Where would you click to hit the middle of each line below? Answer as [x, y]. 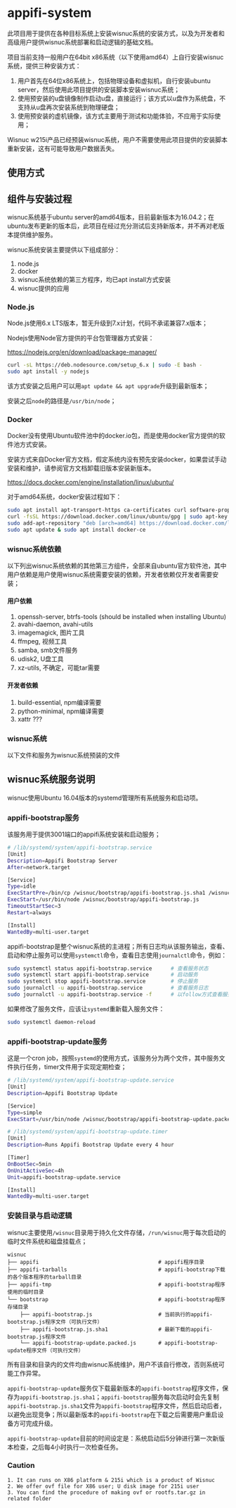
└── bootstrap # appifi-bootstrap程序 [117, 1299]
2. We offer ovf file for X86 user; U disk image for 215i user [103, 1486]
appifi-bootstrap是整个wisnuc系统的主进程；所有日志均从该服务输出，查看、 [118, 946]
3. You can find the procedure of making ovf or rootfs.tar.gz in [106, 1493]
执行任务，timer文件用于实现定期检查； [70, 1067]
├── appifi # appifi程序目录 [106, 1262]
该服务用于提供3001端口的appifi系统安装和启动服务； [84, 834]
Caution [21, 1466]
